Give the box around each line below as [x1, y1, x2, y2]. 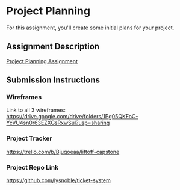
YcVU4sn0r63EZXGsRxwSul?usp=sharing [6, 119, 110, 127]
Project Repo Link [6, 163, 59, 171]
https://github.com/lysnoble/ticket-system [6, 177, 111, 184]
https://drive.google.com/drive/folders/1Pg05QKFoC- [6, 113, 138, 120]
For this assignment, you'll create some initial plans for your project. [6, 24, 175, 31]
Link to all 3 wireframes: [6, 106, 66, 114]
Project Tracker [6, 134, 52, 142]
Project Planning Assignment [6, 57, 78, 64]
